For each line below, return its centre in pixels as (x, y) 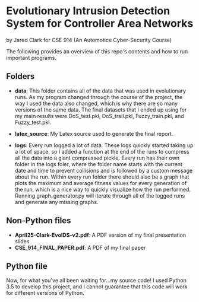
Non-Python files (39, 221)
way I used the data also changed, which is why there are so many (96, 103)
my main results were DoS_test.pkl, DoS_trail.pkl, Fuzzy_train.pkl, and (99, 116)
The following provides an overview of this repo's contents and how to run (97, 51)
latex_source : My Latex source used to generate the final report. (94, 133)
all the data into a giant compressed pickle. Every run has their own (97, 158)
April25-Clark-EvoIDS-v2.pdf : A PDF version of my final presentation (100, 235)
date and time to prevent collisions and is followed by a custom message (104, 170)
